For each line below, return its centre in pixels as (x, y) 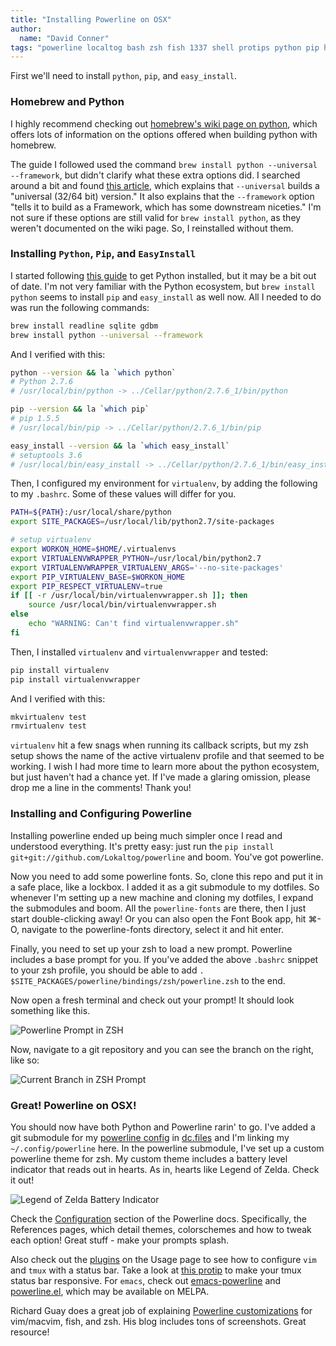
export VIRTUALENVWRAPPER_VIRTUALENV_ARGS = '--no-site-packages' (147, 567)
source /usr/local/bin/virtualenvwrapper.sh (122, 605)
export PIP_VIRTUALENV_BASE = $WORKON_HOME (98, 577)
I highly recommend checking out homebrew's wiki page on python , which (164, 123)
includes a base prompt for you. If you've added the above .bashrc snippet (164, 959)
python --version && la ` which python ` (93, 372)
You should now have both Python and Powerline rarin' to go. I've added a (163, 1127)
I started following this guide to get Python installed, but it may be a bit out (163, 275)
